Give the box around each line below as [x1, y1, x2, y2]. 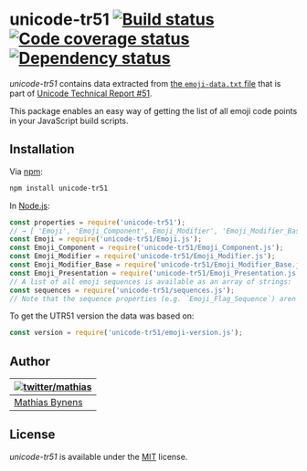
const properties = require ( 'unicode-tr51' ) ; [9, 217, 185, 227]
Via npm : [9, 165, 44, 177]
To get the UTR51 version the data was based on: [9, 310, 195, 321]
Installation [9, 141, 75, 157]
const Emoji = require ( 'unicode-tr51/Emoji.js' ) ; [9, 235, 203, 244]
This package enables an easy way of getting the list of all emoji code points [9, 105, 298, 116]
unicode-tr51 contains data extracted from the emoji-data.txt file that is [9, 78, 281, 89]
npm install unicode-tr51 [9, 183, 108, 193]
